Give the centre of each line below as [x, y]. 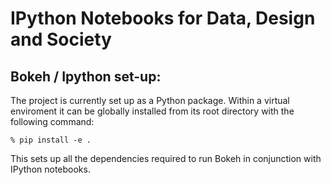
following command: [52, 121]
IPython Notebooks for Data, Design [163, 18]
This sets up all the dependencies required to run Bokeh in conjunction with [166, 158]
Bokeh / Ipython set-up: [86, 76]
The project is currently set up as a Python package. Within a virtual [150, 100]
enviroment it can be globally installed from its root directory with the [152, 111]
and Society [61, 39]
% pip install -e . [51, 140]
